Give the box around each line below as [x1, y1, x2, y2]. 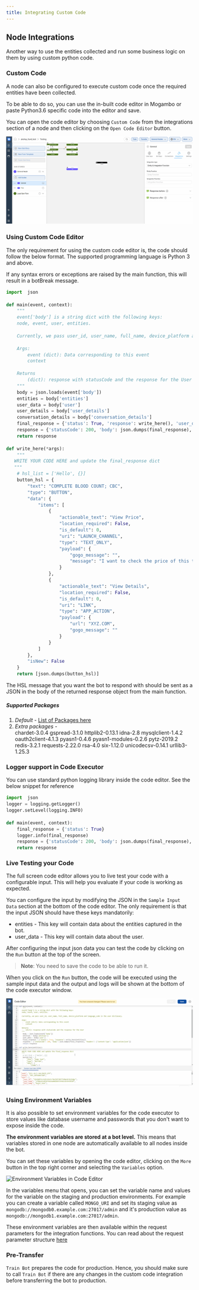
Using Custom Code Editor [6, 233, 84, 242]
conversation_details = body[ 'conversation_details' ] [17, 414, 152, 421]
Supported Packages [6, 701, 60, 708]
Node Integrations [6, 33, 75, 43]
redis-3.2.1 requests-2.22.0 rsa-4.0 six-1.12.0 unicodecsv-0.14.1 [14, 742, 169, 749]
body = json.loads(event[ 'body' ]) [17, 389, 102, 395]
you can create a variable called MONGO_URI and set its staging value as [6, 1199, 178, 1206]
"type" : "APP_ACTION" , [59, 608, 115, 614]
